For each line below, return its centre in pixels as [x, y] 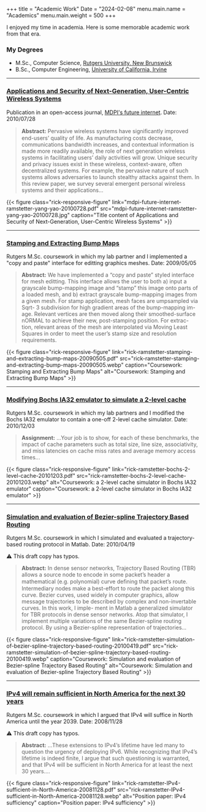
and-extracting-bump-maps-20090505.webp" [65, 365]
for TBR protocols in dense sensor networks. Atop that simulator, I [105, 615]
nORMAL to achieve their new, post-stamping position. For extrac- [105, 320]
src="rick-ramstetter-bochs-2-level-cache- [131, 476]
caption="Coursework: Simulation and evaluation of [115, 659]
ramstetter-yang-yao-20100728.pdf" [53, 209]
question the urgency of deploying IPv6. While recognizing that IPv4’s [109, 751]
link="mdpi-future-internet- [147, 202]
